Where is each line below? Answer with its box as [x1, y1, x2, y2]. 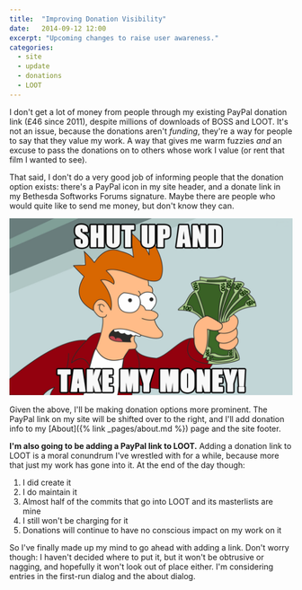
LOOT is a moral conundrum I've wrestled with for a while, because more [9, 450, 280, 461]
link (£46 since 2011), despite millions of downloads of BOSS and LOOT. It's [9, 116, 289, 127]
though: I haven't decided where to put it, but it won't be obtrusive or [9, 551, 264, 562]
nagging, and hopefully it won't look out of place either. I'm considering [9, 561, 274, 572]
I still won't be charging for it [22, 515, 129, 525]
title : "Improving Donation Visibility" [9, 14, 167, 23]
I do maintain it [22, 486, 78, 498]
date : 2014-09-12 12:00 [9, 23, 106, 33]
